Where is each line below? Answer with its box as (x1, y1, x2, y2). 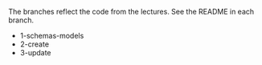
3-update (19, 48, 51, 57)
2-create (19, 39, 50, 49)
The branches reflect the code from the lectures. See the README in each (8, 7, 255, 16)
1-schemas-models (19, 31, 84, 40)
